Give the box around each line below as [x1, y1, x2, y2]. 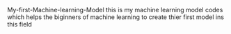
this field [7, 20, 33, 28]
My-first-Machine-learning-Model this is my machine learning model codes [7, 6, 223, 14]
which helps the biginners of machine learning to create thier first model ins [7, 13, 225, 21]
